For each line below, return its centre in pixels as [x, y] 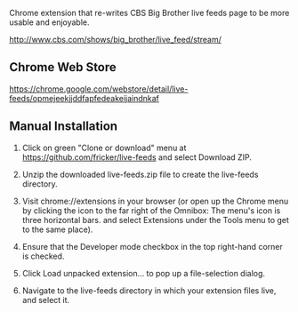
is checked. [43, 256]
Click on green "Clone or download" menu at [104, 148]
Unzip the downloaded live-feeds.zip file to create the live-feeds [140, 174]
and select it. [46, 300]
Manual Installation [64, 127]
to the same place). [57, 229]
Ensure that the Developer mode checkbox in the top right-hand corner [152, 246]
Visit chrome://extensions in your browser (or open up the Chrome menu [155, 201]
